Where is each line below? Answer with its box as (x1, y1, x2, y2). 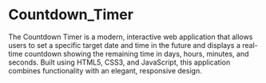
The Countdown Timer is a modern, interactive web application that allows (8, 32, 253, 41)
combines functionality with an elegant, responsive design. (8, 65, 202, 75)
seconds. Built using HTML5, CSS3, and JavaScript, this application (8, 57, 231, 67)
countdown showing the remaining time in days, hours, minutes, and (24, 49, 249, 58)
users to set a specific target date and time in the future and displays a (8, 40, 241, 49)
